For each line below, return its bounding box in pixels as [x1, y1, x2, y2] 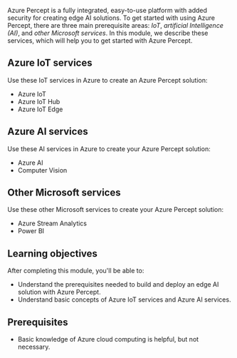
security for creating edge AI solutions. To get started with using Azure [7, 14, 216, 22]
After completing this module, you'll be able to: [7, 267, 144, 275]
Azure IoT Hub [17, 97, 60, 106]
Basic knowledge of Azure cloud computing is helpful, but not [17, 335, 199, 344]
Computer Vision [17, 165, 68, 174]
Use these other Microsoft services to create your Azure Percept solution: [7, 205, 224, 214]
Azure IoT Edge [17, 105, 63, 113]
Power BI [17, 227, 45, 235]
